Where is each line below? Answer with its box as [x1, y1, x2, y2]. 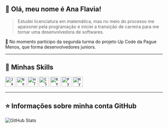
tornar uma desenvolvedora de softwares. [17, 28, 104, 35]
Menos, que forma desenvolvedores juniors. [5, 43, 96, 50]
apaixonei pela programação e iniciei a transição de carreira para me [17, 23, 159, 29]
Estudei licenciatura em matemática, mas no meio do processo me [17, 18, 154, 24]
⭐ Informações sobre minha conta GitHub [5, 102, 137, 110]
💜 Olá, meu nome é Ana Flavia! [5, 5, 101, 13]
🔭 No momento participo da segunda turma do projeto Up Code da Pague [5, 38, 156, 44]
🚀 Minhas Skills [5, 63, 53, 71]
